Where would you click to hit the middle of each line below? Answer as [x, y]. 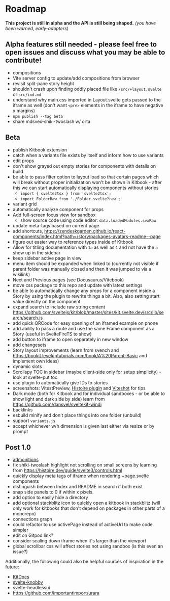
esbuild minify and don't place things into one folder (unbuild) [77, 415]
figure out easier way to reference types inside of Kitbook [73, 242]
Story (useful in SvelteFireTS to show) [52, 334]
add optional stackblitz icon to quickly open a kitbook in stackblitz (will [86, 503]
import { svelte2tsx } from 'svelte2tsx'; [66, 193]
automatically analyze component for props [58, 209]
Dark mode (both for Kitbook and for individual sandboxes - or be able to [89, 394]
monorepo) [24, 514]
